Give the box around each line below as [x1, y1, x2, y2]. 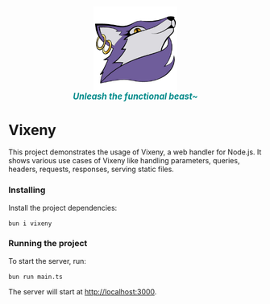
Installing [8, 184, 46, 195]
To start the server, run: [8, 256, 87, 265]
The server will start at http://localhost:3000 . [8, 286, 157, 296]
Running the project [8, 238, 88, 249]
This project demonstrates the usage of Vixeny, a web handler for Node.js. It [8, 147, 262, 157]
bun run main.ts [8, 273, 63, 281]
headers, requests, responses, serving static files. [8, 164, 175, 175]
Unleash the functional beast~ [72, 91, 199, 102]
